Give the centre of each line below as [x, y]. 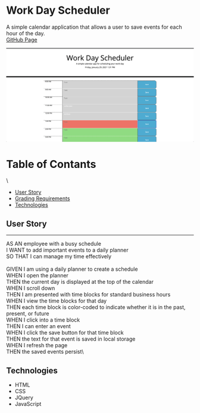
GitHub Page [22, 39]
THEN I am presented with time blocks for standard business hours [88, 295]
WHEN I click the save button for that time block [65, 333]
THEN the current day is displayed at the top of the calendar [80, 282]
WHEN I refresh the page [37, 345]
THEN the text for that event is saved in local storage [71, 339]
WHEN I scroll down [31, 288]
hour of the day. [26, 33]
